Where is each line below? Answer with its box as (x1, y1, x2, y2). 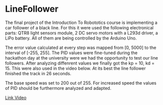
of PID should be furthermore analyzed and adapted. (5, 85, 112, 91)
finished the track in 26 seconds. (5, 70, 71, 76)
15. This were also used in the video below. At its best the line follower (5, 65, 146, 71)
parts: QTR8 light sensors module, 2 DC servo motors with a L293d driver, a (5, 30, 158, 36)
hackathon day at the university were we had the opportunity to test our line (5, 55, 158, 61)
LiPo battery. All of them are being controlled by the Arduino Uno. (5, 35, 137, 41)
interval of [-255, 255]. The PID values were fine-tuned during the (5, 50, 138, 56)
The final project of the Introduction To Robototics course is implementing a (5, 20, 158, 25)
